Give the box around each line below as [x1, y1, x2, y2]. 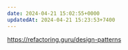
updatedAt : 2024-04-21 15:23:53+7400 [7, 16, 116, 23]
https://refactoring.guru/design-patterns [7, 35, 122, 43]
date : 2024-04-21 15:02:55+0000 [7, 10, 100, 17]
